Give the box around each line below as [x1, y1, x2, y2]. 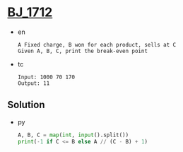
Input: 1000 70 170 [17, 74, 76, 81]
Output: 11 [17, 79, 50, 87]
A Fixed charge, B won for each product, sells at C [17, 41, 177, 48]
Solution [7, 99, 45, 111]
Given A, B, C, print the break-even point [17, 47, 148, 54]
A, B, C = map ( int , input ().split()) [17, 131, 129, 139]
